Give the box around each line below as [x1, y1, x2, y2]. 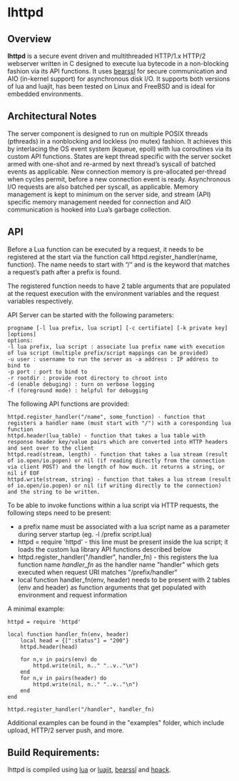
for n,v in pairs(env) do [20, 655, 98, 663]
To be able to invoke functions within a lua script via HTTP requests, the [7, 501, 219, 509]
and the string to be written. [7, 488, 101, 495]
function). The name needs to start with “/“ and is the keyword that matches [7, 260, 230, 269]
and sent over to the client [7, 444, 94, 452]
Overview [7, 33, 52, 45]
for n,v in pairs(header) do [20, 675, 107, 682]
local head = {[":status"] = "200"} [20, 637, 130, 644]
